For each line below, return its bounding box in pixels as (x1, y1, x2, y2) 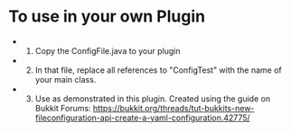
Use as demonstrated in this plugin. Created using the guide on (34, 92, 271, 104)
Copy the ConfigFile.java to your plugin (34, 45, 181, 56)
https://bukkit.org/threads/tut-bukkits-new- (92, 102, 255, 113)
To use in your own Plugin (8, 6, 205, 27)
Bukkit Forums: (34, 102, 91, 113)
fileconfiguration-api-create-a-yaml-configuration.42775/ (34, 112, 250, 123)
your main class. (34, 74, 97, 84)
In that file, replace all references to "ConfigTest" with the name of (34, 65, 282, 75)
